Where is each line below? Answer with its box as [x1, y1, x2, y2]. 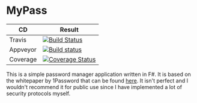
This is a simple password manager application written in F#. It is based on [6, 70, 191, 78]
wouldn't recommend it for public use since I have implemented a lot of [6, 83, 182, 90]
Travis [9, 36, 27, 44]
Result [59, 25, 79, 34]
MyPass [6, 4, 47, 17]
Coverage [9, 55, 37, 63]
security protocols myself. [6, 90, 71, 97]
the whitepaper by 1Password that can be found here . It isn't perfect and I [6, 76, 189, 84]
